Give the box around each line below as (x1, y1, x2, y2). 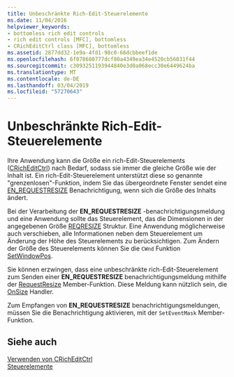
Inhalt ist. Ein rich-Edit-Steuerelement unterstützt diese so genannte (7, 171, 203, 180)
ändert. (7, 194, 28, 202)
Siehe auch (7, 336, 57, 348)
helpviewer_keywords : (7, 23, 71, 30)
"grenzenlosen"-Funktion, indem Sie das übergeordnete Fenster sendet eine (7, 179, 227, 187)
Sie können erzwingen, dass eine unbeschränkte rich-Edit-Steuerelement (7, 265, 219, 273)
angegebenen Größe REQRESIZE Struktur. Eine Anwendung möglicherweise (7, 222, 226, 231)
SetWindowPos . (7, 252, 53, 260)
